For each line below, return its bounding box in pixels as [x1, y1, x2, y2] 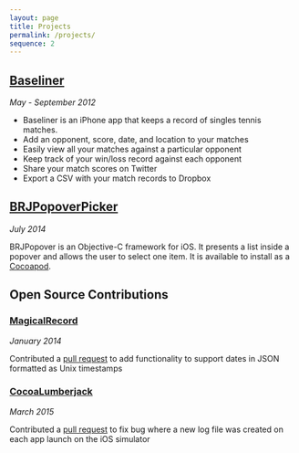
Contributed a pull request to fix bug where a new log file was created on [9, 424, 284, 435]
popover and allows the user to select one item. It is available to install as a [9, 250, 290, 261]
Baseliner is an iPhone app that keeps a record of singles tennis [22, 115, 262, 126]
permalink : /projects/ [9, 30, 96, 39]
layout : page [9, 13, 59, 23]
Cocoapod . [9, 260, 52, 271]
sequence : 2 [9, 38, 55, 48]
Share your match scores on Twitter [22, 163, 158, 174]
